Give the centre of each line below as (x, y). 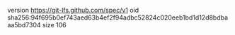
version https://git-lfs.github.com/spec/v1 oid (73, 10)
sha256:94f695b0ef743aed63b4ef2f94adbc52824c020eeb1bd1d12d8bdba (118, 17)
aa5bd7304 (24, 25)
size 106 (54, 25)
